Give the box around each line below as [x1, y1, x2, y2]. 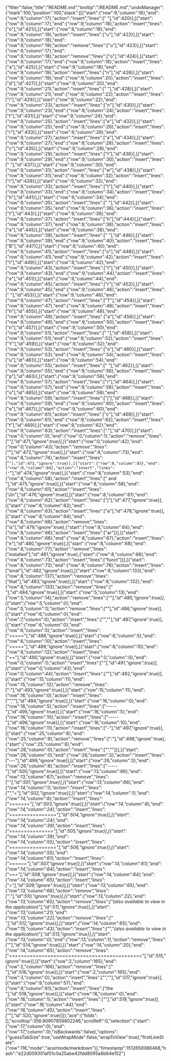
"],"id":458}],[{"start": [107, 330, 153, 336]
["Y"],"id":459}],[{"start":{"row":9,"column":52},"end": [5, 341, 119, 347]
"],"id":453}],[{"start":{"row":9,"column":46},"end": [10, 292, 118, 298]
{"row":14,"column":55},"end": [5, 850, 69, 856]
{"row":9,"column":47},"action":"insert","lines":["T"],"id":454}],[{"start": [5, 297, 156, 303]
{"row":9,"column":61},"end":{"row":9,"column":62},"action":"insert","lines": [5, 417, 164, 423]
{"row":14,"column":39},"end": [5, 833, 69, 839]
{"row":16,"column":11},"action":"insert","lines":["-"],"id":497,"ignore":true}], [5, 725, 164, 731]
